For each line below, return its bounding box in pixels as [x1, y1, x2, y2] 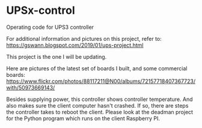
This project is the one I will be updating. [6, 53, 107, 60]
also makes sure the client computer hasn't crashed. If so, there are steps [6, 102, 189, 109]
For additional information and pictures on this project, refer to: [6, 35, 162, 42]
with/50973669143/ [6, 84, 55, 91]
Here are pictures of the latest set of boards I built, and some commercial [6, 64, 188, 72]
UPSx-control [6, 4, 75, 17]
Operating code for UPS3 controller [6, 23, 94, 31]
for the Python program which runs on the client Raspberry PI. [6, 115, 161, 122]
